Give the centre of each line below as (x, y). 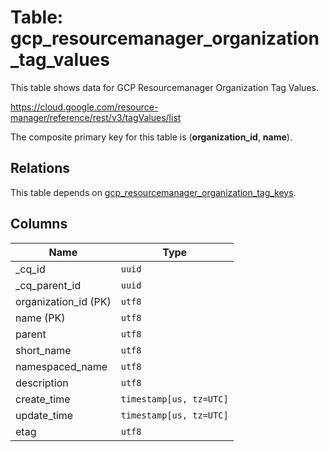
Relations (40, 168)
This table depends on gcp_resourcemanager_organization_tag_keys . (153, 192)
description (42, 383)
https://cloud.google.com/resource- (84, 107)
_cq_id (30, 269)
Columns (39, 224)
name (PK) (40, 318)
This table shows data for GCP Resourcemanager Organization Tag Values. (164, 87)
